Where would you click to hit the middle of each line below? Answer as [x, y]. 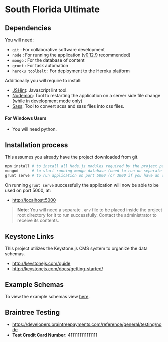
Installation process [37, 145]
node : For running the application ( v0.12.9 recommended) [71, 55]
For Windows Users [26, 118]
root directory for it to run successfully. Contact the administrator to [87, 215]
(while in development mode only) [47, 101]
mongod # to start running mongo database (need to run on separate [84, 171]
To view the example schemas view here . [48, 297]
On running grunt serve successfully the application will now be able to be [82, 185]
